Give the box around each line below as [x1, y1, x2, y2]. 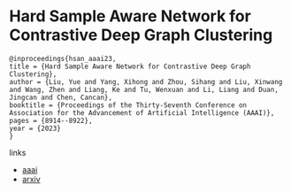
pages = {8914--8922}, [9, 116, 93, 125]
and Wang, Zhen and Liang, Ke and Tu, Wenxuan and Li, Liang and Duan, [9, 85, 279, 94]
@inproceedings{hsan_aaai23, [9, 54, 117, 63]
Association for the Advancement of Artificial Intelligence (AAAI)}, [9, 108, 275, 117]
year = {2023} [9, 124, 62, 133]
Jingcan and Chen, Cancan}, [9, 93, 113, 102]
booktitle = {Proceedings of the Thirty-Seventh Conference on [9, 100, 248, 110]
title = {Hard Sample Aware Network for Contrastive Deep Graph [9, 62, 251, 71]
